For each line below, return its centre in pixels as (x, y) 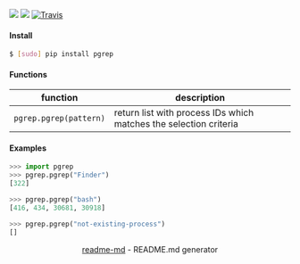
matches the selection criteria (176, 124)
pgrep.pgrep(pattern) (59, 119)
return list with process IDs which (184, 113)
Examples (28, 148)
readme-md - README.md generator (150, 249)
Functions (28, 74)
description (200, 98)
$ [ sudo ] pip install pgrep (62, 54)
